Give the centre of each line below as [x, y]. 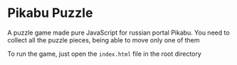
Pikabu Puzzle [50, 13]
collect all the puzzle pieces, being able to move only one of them [104, 40]
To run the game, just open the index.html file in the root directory [104, 54]
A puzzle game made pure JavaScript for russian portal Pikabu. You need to [118, 32]
